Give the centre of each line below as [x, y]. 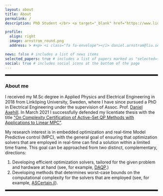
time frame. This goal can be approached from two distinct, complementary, [81, 147]
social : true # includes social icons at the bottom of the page [72, 63]
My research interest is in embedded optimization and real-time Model [75, 132]
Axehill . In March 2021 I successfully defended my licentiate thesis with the [80, 112]
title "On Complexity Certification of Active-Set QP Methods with [70, 117]
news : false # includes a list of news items [52, 54]
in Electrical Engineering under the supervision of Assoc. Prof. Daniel [74, 107]
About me [17, 86]
